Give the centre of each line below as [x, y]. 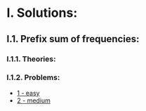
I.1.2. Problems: [33, 77]
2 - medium [33, 100]
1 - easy [28, 93]
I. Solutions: [42, 13]
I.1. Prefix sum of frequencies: [73, 39]
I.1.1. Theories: [31, 59]
